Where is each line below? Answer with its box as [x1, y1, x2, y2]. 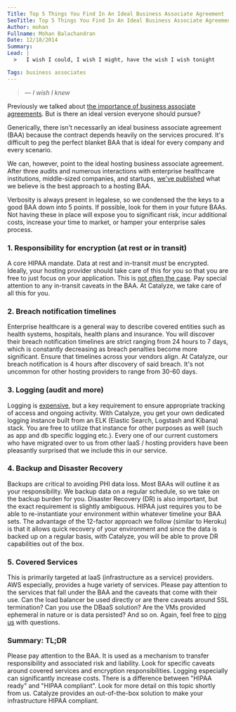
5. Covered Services [7, 557, 79, 567]
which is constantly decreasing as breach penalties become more [7, 345, 198, 353]
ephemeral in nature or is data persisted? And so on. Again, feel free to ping [7, 610, 227, 619]
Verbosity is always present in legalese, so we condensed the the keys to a [7, 195, 225, 204]
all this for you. [7, 288, 51, 297]
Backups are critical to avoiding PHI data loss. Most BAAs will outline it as [7, 479, 220, 488]
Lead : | [7, 50, 30, 57]
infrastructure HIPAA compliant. [7, 696, 99, 705]
